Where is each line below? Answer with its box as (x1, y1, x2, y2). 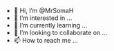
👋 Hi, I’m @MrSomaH (13, 7, 74, 14)
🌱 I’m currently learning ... (13, 21, 88, 29)
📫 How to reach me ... (13, 37, 78, 44)
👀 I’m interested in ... (13, 14, 73, 22)
